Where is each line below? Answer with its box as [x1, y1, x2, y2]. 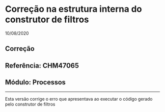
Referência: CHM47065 [5, 61, 80, 70]
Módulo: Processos [5, 78, 66, 87]
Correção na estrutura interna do [5, 3, 142, 15]
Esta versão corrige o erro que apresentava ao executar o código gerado [5, 96, 153, 102]
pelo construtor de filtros [5, 101, 55, 107]
